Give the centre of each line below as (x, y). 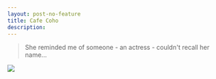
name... (36, 55)
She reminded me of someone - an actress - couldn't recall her (117, 48)
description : (27, 27)
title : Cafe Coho (33, 21)
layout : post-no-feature (44, 14)
